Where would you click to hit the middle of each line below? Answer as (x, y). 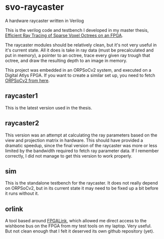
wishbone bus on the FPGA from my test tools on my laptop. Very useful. (78, 226)
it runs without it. (22, 193)
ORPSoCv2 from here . (27, 80)
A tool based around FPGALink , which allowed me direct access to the (76, 221)
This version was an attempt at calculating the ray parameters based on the (81, 135)
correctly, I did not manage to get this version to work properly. (69, 156)
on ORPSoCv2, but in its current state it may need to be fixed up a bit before (82, 188)
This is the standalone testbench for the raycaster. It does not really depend (82, 183)
